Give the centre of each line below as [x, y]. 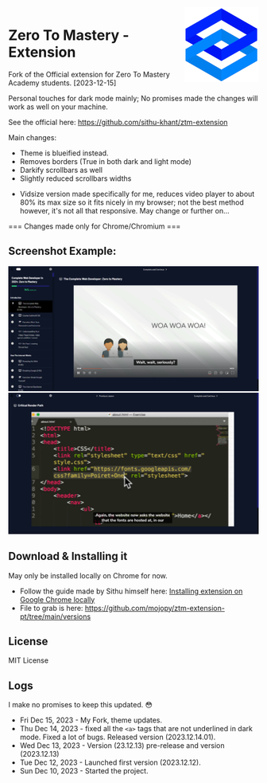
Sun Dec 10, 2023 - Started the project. [84, 771]
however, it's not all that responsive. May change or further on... [125, 210]
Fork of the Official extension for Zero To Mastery [89, 74]
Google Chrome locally [57, 599]
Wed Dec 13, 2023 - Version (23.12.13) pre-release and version [122, 746]
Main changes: [33, 137]
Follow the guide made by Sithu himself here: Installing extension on [131, 591]
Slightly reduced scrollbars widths [75, 178]
